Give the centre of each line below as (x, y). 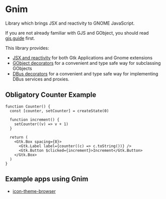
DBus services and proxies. (41, 79)
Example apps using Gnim (47, 179)
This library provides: (27, 48)
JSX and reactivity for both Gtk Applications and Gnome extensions (82, 58)
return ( (19, 137)
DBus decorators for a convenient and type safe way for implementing (85, 73)
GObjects (22, 68)
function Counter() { (28, 107)
